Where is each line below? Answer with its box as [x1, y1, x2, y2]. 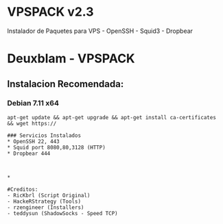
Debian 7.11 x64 [7, 99, 60, 108]
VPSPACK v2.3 [7, 4, 94, 20]
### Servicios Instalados [7, 132, 81, 139]
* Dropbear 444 [7, 150, 51, 157]
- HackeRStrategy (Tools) [7, 198, 81, 205]
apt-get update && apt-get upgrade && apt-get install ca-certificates [7, 114, 216, 121]
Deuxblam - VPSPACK [7, 51, 135, 66]
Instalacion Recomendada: [7, 78, 124, 90]
